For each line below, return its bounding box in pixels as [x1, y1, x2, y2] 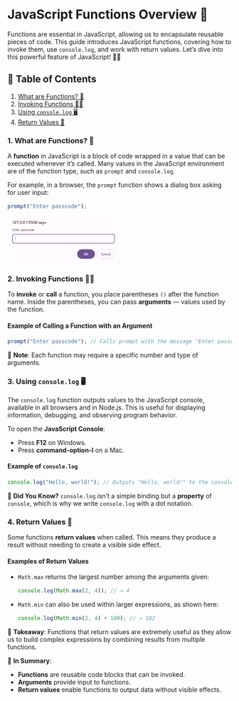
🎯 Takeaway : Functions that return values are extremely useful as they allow [7, 627, 232, 636]
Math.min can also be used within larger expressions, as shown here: [17, 600, 219, 609]
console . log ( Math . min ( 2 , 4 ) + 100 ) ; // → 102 [17, 615, 155, 622]
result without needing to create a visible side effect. [7, 540, 161, 549]
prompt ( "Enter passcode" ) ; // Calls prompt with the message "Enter [7, 338, 215, 346]
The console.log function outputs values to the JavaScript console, [7, 395, 205, 404]
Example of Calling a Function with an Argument [7, 321, 153, 330]
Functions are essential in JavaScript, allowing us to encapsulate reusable [7, 30, 224, 38]
